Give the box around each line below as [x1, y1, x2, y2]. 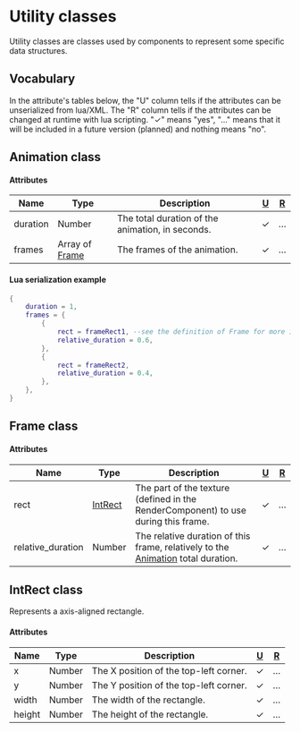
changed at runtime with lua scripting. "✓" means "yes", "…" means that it [9, 114, 281, 124]
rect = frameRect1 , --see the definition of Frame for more [56, 328, 286, 336]
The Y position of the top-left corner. [91, 678, 247, 691]
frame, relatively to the [135, 540, 229, 553]
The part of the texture [135, 481, 230, 494]
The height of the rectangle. [91, 708, 209, 720]
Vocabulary [9, 72, 76, 87]
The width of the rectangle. [91, 694, 205, 706]
